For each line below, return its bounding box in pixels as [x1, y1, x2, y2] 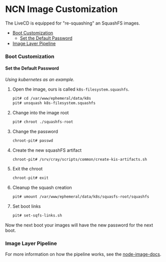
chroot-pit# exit [12, 175, 49, 181]
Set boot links [12, 203, 41, 209]
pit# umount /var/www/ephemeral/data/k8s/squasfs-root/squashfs [12, 194, 149, 199]
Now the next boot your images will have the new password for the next [5, 222, 153, 228]
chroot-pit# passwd [12, 138, 53, 143]
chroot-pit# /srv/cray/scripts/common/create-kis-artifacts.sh [12, 157, 147, 162]
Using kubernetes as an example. [5, 77, 74, 83]
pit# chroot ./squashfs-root [12, 119, 73, 124]
